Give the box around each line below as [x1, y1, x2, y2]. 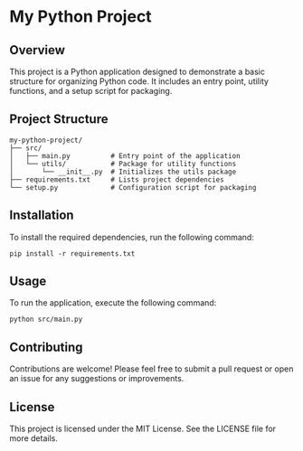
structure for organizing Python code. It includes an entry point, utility [9, 76, 270, 87]
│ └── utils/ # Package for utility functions [9, 159, 237, 168]
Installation [9, 208, 74, 223]
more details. [9, 433, 59, 444]
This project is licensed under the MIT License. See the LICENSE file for [9, 423, 277, 435]
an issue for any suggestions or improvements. [9, 373, 185, 384]
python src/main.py [9, 315, 83, 324]
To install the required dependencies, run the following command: [9, 231, 255, 242]
